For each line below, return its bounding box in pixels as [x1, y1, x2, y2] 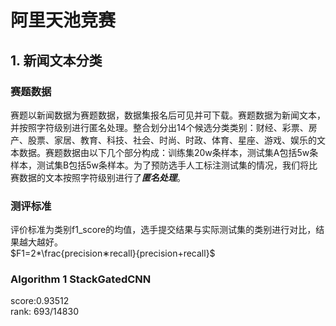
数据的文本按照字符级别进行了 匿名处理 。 [18, 171, 186, 183]
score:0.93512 [10, 295, 70, 307]
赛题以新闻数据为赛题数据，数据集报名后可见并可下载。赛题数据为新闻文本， [10, 109, 326, 121]
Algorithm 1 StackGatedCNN [10, 272, 152, 286]
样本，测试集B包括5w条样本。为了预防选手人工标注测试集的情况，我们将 [10, 159, 309, 171]
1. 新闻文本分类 [10, 52, 103, 69]
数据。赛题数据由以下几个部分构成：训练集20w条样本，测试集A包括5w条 [18, 146, 319, 158]
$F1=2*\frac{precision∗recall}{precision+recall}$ [10, 247, 216, 260]
